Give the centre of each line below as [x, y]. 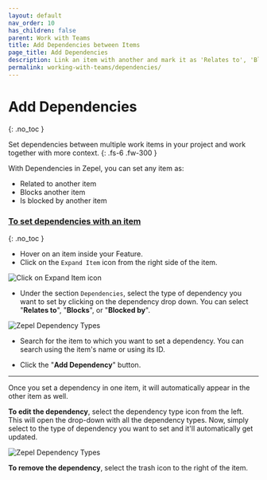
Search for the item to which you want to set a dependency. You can [132, 341]
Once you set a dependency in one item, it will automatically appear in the [129, 388]
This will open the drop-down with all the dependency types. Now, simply [128, 420]
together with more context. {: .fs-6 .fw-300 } [83, 153]
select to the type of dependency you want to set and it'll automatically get [131, 428]
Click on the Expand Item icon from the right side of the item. [118, 262]
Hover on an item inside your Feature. [81, 254]
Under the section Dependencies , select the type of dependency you [131, 293]
